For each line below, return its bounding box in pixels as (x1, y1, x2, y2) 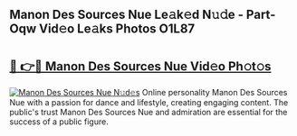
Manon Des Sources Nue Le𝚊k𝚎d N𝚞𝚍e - (9, 7, 244, 23)
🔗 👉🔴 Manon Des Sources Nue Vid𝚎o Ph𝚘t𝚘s (9, 59, 272, 74)
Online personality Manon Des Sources (141, 87, 288, 97)
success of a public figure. (9, 116, 109, 127)
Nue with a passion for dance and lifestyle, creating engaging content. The (9, 97, 289, 107)
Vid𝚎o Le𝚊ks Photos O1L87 (39, 22, 196, 37)
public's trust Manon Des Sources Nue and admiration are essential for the (9, 107, 288, 117)
